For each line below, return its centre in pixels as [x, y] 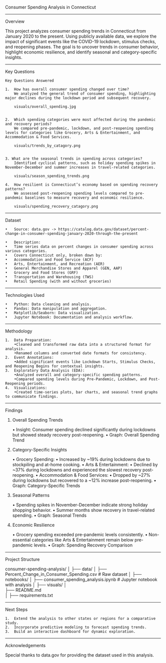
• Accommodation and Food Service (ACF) [49, 260]
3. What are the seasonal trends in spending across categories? [74, 159]
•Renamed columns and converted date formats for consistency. [81, 353]
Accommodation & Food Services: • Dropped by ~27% [95, 475]
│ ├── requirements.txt [29, 595]
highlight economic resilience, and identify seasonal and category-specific [81, 52]
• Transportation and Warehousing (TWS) [49, 277]
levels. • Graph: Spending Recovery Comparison [83, 545]
